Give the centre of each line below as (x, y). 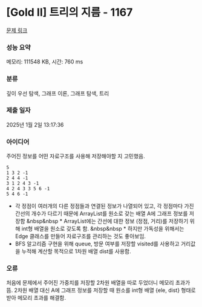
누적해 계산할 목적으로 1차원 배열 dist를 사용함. (76, 251)
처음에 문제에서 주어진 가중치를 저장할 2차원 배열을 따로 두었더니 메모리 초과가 (98, 283)
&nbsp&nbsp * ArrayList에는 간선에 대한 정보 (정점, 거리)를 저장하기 (107, 221)
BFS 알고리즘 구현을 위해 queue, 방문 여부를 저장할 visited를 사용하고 (97, 244)
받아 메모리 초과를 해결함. (36, 298)
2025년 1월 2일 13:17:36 (35, 124)
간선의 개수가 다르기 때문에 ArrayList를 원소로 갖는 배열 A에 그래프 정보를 (101, 214)
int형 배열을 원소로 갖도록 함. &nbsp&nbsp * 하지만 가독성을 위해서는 (103, 229)
